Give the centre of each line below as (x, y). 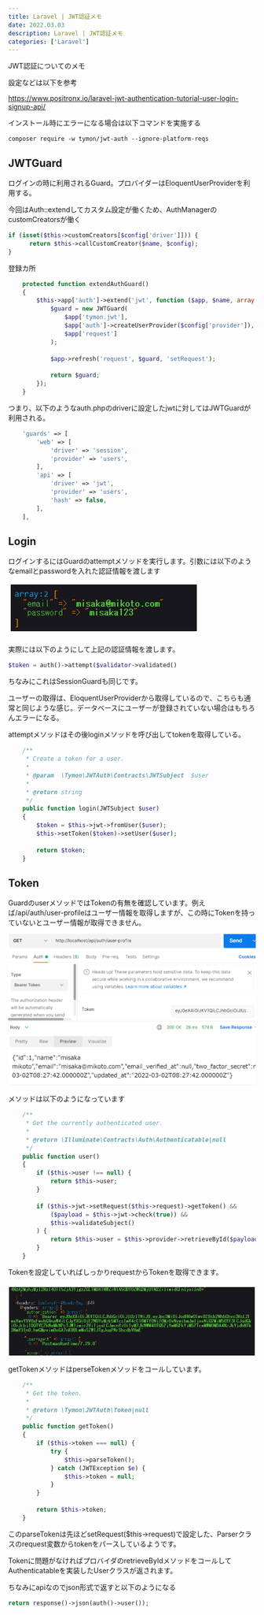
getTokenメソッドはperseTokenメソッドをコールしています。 (107, 1369)
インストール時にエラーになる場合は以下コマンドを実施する (104, 123)
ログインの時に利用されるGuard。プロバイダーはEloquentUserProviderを (126, 183)
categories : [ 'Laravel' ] (49, 42)
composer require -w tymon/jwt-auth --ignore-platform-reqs (109, 139)
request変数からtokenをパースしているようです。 (101, 1543)
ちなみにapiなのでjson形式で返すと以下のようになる (92, 1587)
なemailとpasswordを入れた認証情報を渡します (84, 571)
